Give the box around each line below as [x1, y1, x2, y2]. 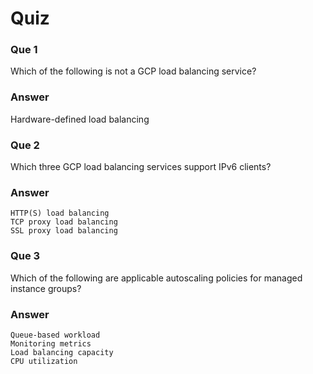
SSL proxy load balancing [10, 226, 118, 236]
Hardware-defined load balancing [10, 113, 150, 125]
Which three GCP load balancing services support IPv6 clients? [10, 161, 272, 173]
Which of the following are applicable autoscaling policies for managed [10, 272, 303, 284]
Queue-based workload [10, 330, 101, 340]
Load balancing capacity [10, 347, 114, 357]
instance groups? [10, 282, 82, 294]
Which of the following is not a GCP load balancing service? [10, 65, 257, 77]
